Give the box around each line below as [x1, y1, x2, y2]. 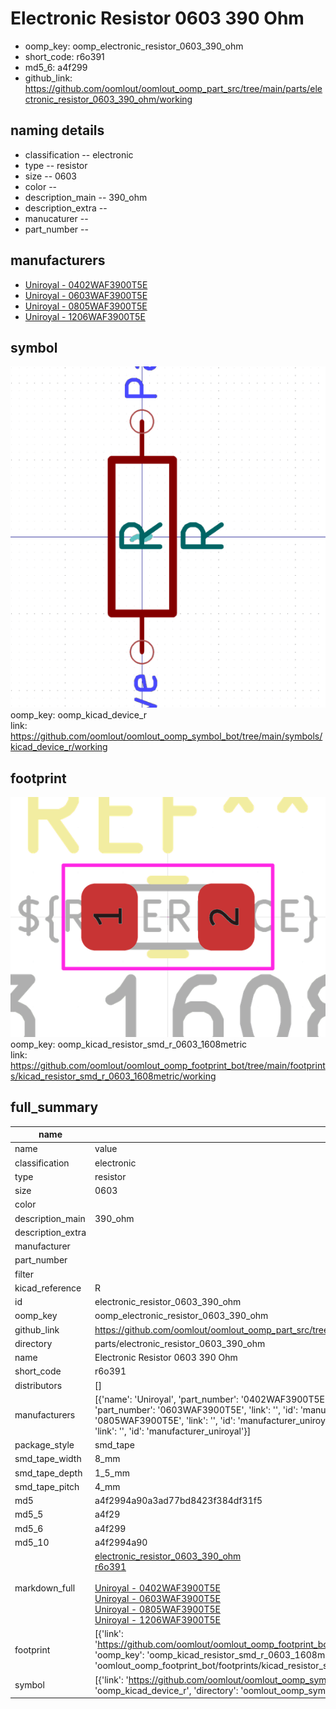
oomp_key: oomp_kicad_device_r [10, 709, 148, 721]
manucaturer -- [24, 212, 89, 224]
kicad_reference [14, 1282, 82, 1294]
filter [14, 1268, 35, 1280]
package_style [14, 1439, 75, 1451]
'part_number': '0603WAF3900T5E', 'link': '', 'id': [94, 1403, 298, 1416]
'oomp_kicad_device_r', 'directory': [94, 1684, 239, 1696]
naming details [10, 122, 105, 139]
